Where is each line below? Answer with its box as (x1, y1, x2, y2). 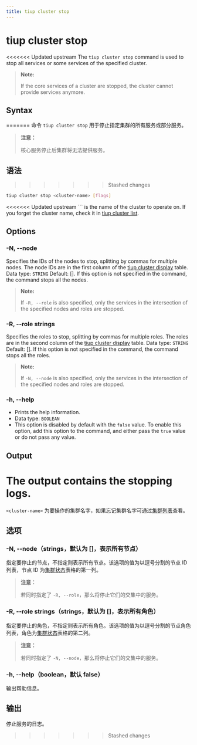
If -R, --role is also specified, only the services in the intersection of (20, 299, 188, 306)
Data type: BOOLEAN (14, 415, 60, 422)
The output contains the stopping (6, 474, 173, 487)
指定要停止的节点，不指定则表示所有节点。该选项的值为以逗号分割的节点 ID (6, 559, 188, 566)
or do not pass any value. (14, 434, 76, 441)
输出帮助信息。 (6, 685, 42, 692)
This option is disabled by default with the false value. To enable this (14, 421, 182, 428)
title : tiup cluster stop (6, 8, 69, 15)
